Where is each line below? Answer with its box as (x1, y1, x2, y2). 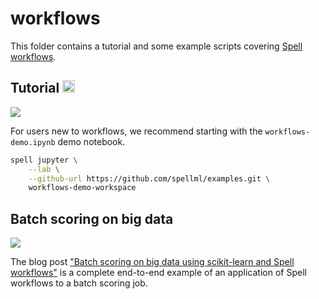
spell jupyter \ (10, 155, 78, 165)
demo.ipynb (10, 137, 56, 147)
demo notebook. (57, 135, 126, 147)
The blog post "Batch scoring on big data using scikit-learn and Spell (10, 256, 295, 268)
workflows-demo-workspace (28, 183, 137, 193)
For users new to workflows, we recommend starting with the (10, 125, 263, 137)
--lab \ (28, 164, 60, 174)
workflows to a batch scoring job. (10, 277, 148, 289)
